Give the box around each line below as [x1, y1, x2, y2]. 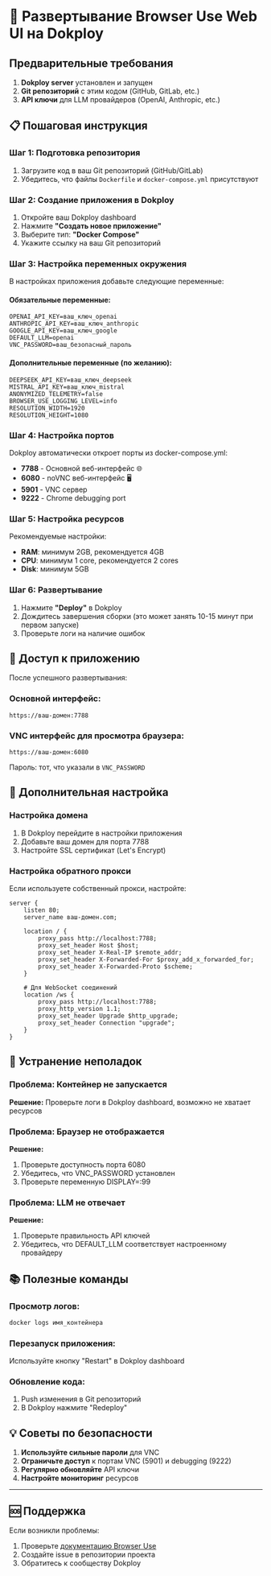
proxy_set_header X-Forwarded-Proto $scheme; [38, 962, 194, 971]
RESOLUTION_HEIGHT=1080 [9, 411, 89, 419]
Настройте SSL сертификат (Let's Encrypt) [20, 845, 166, 855]
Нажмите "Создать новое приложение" [20, 221, 162, 230]
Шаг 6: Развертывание [9, 584, 103, 596]
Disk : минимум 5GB [20, 564, 89, 574]
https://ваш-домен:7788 [9, 712, 89, 720]
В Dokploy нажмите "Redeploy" [20, 1403, 128, 1413]
